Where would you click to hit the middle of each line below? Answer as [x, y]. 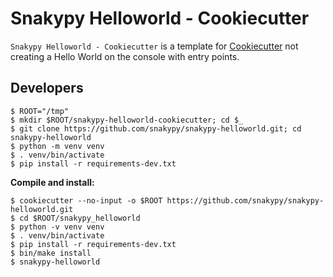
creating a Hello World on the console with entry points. [125, 56]
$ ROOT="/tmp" [40, 111]
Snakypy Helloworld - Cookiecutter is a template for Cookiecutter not [154, 46]
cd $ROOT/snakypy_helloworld [80, 218]
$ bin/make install [51, 253]
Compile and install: [52, 182]
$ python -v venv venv [57, 227]
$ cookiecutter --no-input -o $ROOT [86, 200]
